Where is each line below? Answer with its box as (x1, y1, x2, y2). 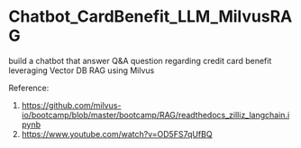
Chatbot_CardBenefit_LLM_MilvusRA (8, 6, 293, 27)
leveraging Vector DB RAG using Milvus (8, 65, 155, 76)
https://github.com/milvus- (21, 99, 122, 110)
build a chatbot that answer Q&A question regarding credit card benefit (8, 55, 272, 66)
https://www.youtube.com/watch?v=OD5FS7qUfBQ (21, 128, 213, 139)
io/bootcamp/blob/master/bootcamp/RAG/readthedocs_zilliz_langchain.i (21, 109, 290, 120)
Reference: (8, 82, 50, 93)
